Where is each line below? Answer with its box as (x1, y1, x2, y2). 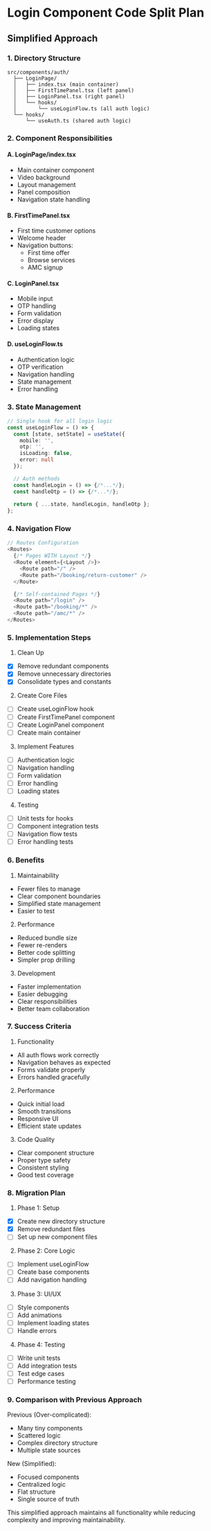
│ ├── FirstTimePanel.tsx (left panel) (13, 87, 135, 94)
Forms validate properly (17, 1065, 85, 1074)
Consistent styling (17, 1163, 69, 1172)
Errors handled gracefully (17, 1073, 90, 1081)
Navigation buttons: (17, 241, 74, 250)
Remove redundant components (17, 662, 109, 670)
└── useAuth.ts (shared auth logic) (25, 117, 131, 124)
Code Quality (17, 1135, 55, 1143)
